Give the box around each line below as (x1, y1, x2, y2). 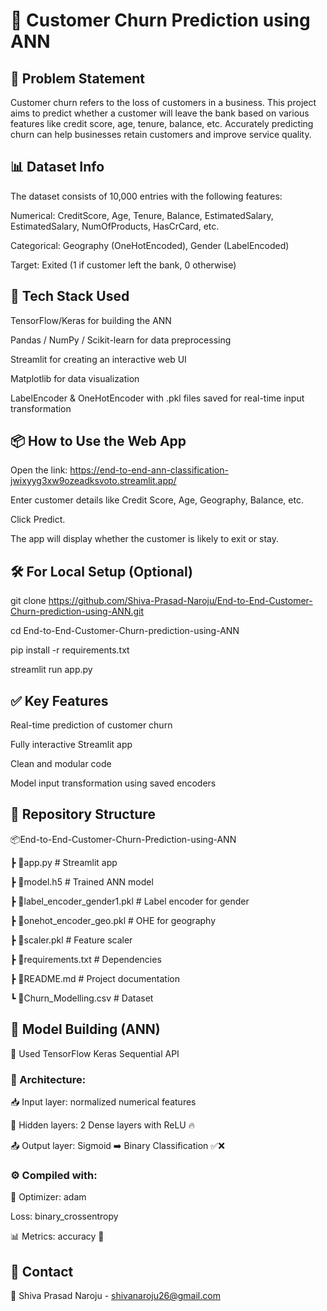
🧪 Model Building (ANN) (10, 1021, 161, 1038)
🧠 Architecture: (10, 1072, 87, 1086)
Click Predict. (10, 514, 66, 526)
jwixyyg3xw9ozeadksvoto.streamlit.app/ (10, 475, 177, 487)
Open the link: (10, 464, 68, 476)
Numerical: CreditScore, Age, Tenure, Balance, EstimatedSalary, (10, 209, 274, 221)
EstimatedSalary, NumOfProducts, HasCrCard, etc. (10, 220, 220, 232)
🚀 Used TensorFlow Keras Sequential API (10, 1047, 180, 1059)
